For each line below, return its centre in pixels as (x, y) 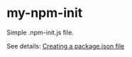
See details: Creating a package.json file (66, 46)
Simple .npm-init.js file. (40, 32)
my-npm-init (45, 13)
